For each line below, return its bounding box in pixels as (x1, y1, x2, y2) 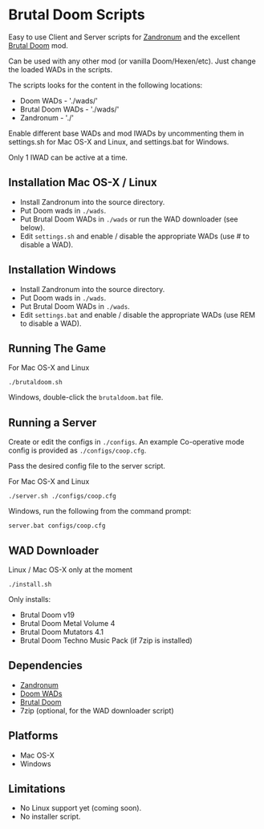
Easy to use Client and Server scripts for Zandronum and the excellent (8, 32, 241, 42)
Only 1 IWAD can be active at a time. (8, 152, 128, 162)
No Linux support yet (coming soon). (19, 803, 142, 813)
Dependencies (8, 659, 83, 673)
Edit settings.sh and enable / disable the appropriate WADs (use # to (19, 231, 250, 241)
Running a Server (8, 416, 97, 429)
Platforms (8, 729, 59, 743)
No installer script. (19, 812, 81, 822)
